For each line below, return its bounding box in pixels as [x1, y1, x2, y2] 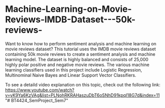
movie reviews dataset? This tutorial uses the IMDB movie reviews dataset [5, 46, 156, 52]
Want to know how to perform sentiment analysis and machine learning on [5, 40, 157, 46]
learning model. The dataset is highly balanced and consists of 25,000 [5, 56, 149, 62]
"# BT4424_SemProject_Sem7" [5, 97, 68, 103]
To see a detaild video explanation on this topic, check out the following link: [5, 81, 161, 87]
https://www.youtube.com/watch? [5, 87, 75, 93]
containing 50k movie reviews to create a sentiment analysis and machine [5, 51, 156, 57]
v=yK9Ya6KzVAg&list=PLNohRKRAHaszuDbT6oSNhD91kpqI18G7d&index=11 [5, 92, 160, 98]
